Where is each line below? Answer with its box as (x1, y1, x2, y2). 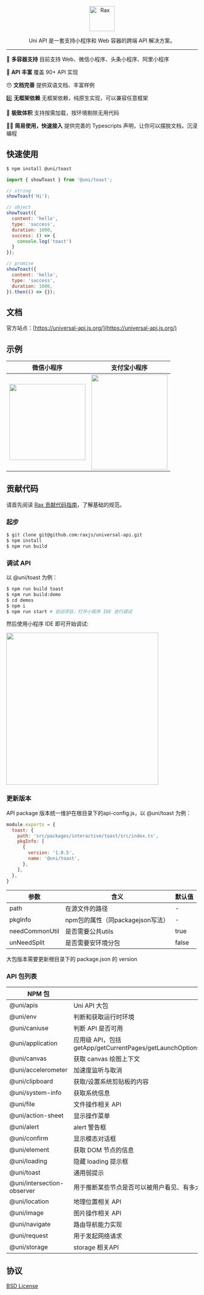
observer (9, 1186, 35, 1195)
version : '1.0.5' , (28, 850, 75, 856)
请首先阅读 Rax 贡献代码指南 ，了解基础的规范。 (6, 501, 126, 508)
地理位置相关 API (73, 1197, 121, 1206)
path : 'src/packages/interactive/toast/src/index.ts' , (17, 833, 159, 839)
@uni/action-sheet (9, 1111, 64, 1119)
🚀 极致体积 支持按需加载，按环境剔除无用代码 (6, 109, 120, 116)
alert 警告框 (73, 1123, 106, 1131)
